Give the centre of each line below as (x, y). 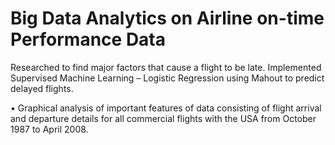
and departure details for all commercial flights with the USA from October (163, 118)
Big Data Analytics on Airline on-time (167, 18)
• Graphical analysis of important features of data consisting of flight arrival (166, 108)
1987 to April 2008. (49, 129)
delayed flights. (42, 88)
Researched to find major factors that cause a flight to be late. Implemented (166, 67)
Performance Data (88, 39)
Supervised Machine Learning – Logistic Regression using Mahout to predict (167, 78)
